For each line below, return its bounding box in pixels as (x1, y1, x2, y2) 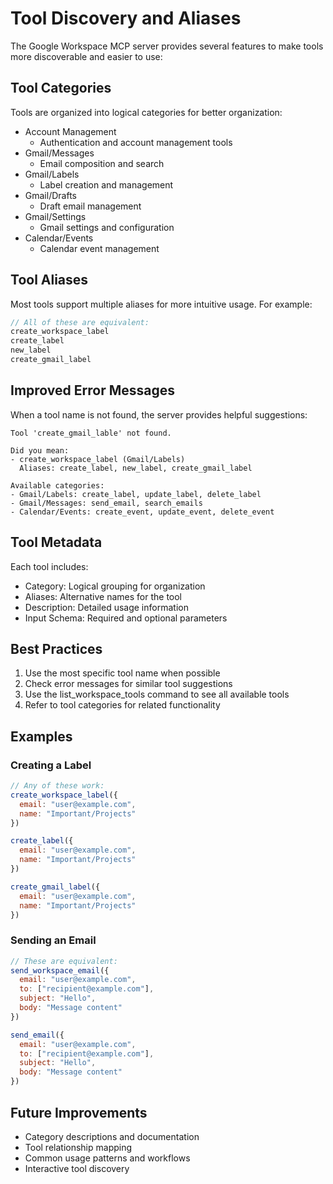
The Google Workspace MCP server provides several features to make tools (10, 40, 324, 52)
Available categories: (10, 480, 105, 491)
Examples (10, 728, 73, 745)
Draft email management (39, 200, 142, 212)
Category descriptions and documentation (24, 1130, 200, 1142)
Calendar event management (39, 242, 160, 254)
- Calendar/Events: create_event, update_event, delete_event (10, 507, 275, 517)
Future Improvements (10, 1104, 148, 1121)
